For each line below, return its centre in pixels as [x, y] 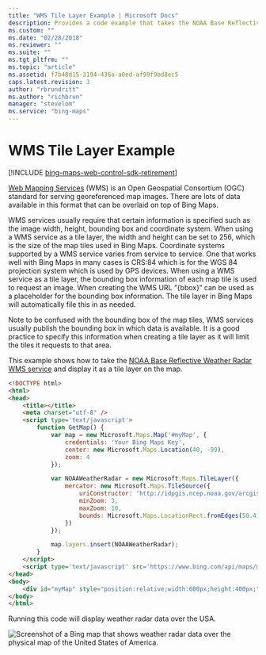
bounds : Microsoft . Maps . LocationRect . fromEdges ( [161, 515]
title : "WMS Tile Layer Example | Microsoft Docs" [93, 15]
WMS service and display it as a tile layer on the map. [95, 369]
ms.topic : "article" [42, 67]
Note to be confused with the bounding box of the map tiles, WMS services [131, 320]
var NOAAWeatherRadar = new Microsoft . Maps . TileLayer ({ [144, 479]
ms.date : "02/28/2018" [46, 38]
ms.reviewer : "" [35, 45]
